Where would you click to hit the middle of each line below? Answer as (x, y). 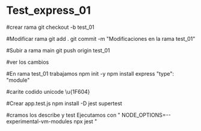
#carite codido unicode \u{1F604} (48, 91)
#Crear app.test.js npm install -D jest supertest (64, 103)
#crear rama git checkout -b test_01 (50, 27)
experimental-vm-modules (39, 121)
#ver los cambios (28, 62)
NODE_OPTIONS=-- (146, 115)
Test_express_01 (49, 11)
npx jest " (85, 121)
